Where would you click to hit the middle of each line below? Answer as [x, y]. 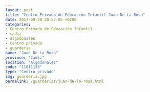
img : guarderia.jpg [26, 77]
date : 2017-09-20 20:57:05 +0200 [41, 19]
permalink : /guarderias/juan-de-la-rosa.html [55, 81]
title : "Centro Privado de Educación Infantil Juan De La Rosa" [75, 15]
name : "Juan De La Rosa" [32, 53]
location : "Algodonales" [32, 62]
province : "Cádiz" [25, 57]
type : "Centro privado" [31, 72]
